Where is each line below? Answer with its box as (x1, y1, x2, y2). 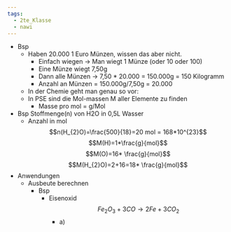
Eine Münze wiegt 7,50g (38, 64, 108, 74)
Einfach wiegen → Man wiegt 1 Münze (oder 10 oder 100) (38, 57, 203, 66)
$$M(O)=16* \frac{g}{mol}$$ (85, 150, 171, 158)
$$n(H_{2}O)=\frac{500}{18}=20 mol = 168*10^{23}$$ (48, 128, 207, 137)
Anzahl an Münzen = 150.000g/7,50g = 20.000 (38, 80, 173, 88)
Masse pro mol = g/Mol (38, 102, 106, 111)
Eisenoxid (48, 194, 77, 203)
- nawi (13, 23, 33, 30)
